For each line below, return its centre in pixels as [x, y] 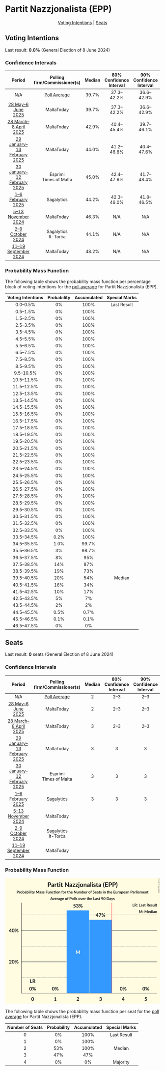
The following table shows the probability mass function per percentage [78, 282]
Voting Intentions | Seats [82, 23]
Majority [121, 1062]
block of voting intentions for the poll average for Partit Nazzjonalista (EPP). [82, 286]
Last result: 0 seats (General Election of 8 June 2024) [59, 654]
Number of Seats [25, 1027]
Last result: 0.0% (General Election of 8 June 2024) [58, 50]
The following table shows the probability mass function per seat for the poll [82, 1011]
